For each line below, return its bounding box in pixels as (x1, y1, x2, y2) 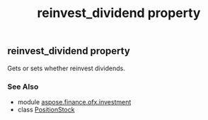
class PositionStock (17, 105, 75, 114)
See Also (7, 82, 39, 92)
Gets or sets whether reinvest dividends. (7, 64, 125, 72)
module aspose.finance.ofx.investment (17, 97, 132, 106)
